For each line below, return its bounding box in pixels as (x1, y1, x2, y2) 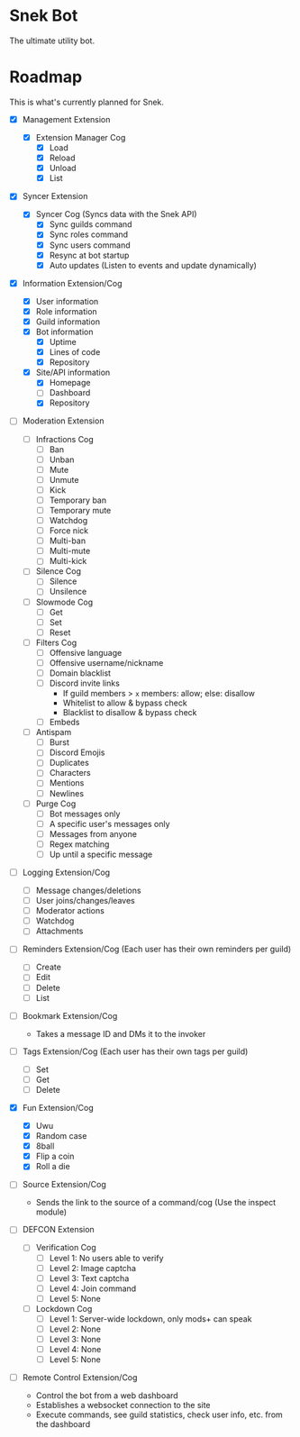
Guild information (35, 316, 101, 327)
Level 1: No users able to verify (49, 1252, 164, 1263)
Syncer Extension (22, 191, 88, 202)
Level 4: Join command (49, 1283, 137, 1294)
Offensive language (49, 647, 123, 658)
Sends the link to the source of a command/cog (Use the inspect (35, 1197, 277, 1208)
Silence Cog (35, 566, 82, 577)
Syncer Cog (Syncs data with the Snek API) (35, 209, 197, 220)
